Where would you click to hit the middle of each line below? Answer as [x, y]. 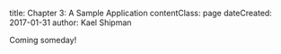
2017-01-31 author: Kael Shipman [70, 22]
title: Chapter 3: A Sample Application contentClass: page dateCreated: [140, 13]
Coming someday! [43, 40]
